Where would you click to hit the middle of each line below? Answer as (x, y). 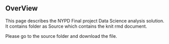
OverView (22, 8)
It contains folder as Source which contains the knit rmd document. (76, 26)
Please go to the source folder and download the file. (61, 36)
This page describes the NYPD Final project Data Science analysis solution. (85, 20)
